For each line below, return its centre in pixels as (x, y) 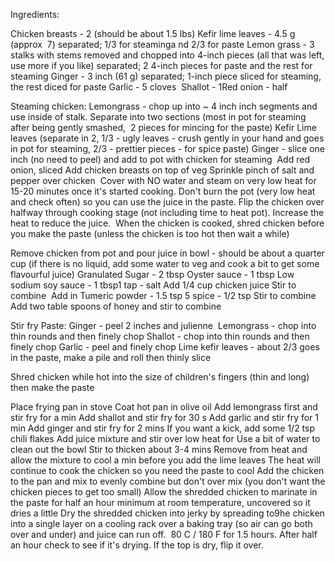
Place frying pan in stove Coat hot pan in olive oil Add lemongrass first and (164, 407)
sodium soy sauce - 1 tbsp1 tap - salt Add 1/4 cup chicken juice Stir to (153, 285)
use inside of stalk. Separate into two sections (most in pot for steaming (158, 117)
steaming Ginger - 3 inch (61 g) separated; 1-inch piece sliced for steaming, (166, 76)
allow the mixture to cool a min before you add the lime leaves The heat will (165, 460)
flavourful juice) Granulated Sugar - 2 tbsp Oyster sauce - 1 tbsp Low (152, 274)
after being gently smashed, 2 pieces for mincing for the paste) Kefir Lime (163, 127)
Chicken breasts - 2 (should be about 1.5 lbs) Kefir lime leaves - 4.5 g (153, 33)
